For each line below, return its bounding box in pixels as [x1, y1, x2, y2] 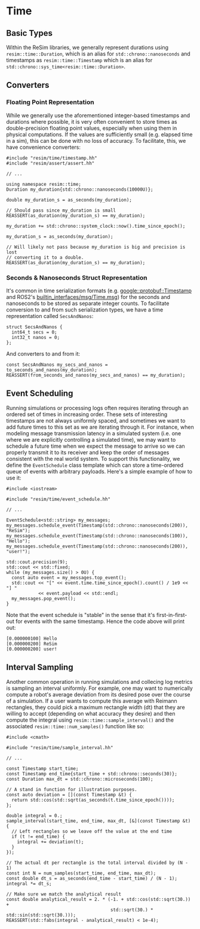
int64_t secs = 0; [11, 329, 58, 335]
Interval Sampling [6, 662, 73, 673]
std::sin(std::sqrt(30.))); [6, 912, 76, 918]
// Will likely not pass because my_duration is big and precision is [6, 244, 186, 250]
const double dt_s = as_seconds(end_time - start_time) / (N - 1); [6, 875, 178, 881]
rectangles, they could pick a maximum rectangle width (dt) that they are [6, 704, 185, 711]
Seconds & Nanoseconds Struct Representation [6, 273, 147, 282]
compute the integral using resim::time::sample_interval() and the [6, 716, 174, 723]
